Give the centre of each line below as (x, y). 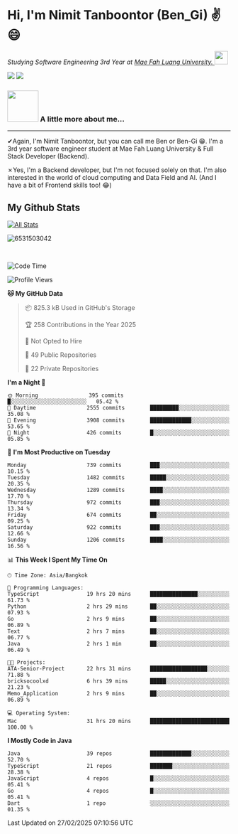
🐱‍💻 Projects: (27, 663)
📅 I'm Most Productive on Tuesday (59, 452)
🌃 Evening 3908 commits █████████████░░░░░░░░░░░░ (119, 421)
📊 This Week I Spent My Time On (57, 560)
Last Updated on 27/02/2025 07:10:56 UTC (70, 823)
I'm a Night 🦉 (27, 383)
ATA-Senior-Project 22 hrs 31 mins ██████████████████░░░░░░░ (119, 669)
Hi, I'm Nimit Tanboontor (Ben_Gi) (108, 15)
